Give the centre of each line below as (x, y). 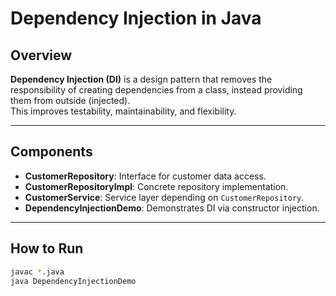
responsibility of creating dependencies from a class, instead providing (156, 90)
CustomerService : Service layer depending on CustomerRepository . (164, 197)
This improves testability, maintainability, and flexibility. (123, 111)
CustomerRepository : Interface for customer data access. (145, 176)
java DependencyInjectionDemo (73, 281)
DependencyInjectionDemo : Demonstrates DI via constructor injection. (172, 208)
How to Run (47, 248)
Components (51, 152)
